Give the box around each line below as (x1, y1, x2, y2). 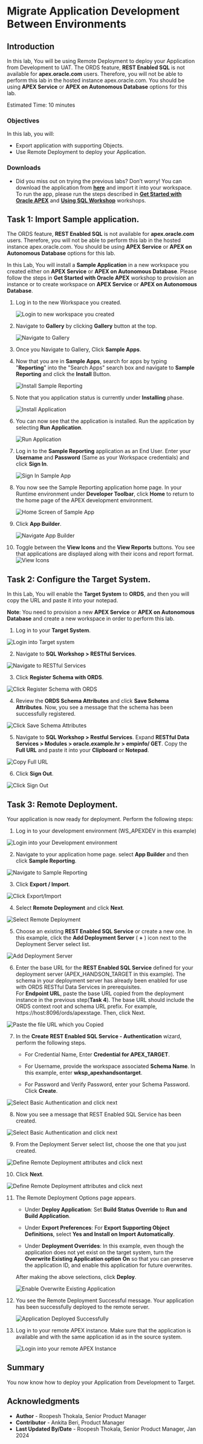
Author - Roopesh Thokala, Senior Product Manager (15, 1412, 147, 1420)
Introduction (7, 41, 55, 52)
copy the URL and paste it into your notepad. (7, 597, 118, 604)
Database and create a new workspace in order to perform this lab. (7, 615, 175, 622)
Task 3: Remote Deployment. (7, 799, 118, 810)
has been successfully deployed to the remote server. (15, 1303, 150, 1311)
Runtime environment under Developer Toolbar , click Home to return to (15, 490, 195, 498)
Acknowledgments (7, 1396, 80, 1406)
